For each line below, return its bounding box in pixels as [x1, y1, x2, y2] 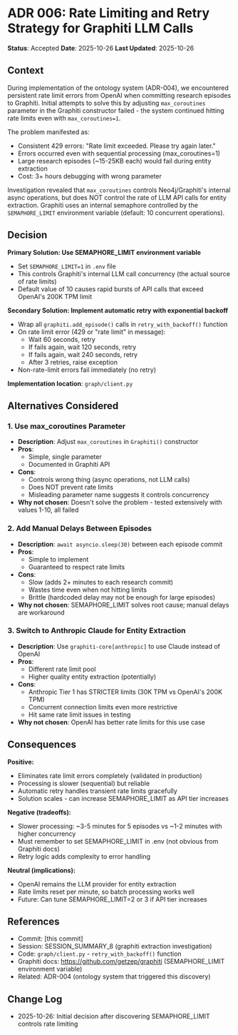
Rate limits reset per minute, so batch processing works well [17, 887, 195, 896]
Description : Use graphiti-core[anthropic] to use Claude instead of [17, 642, 221, 650]
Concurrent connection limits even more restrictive [28, 702, 178, 711]
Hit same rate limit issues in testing [28, 710, 131, 719]
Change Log [7, 993, 63, 1005]
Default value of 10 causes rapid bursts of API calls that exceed [17, 284, 204, 293]
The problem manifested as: [7, 127, 90, 136]
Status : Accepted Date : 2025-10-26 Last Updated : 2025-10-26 [7, 44, 195, 52]
